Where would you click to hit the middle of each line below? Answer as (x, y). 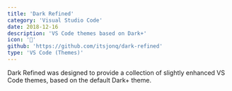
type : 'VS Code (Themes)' (45, 53)
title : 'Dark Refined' (41, 14)
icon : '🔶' (22, 40)
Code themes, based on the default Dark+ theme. (80, 80)
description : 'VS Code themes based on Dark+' (77, 33)
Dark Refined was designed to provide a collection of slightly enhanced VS (116, 72)
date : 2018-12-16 (33, 27)
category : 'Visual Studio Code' (55, 20)
